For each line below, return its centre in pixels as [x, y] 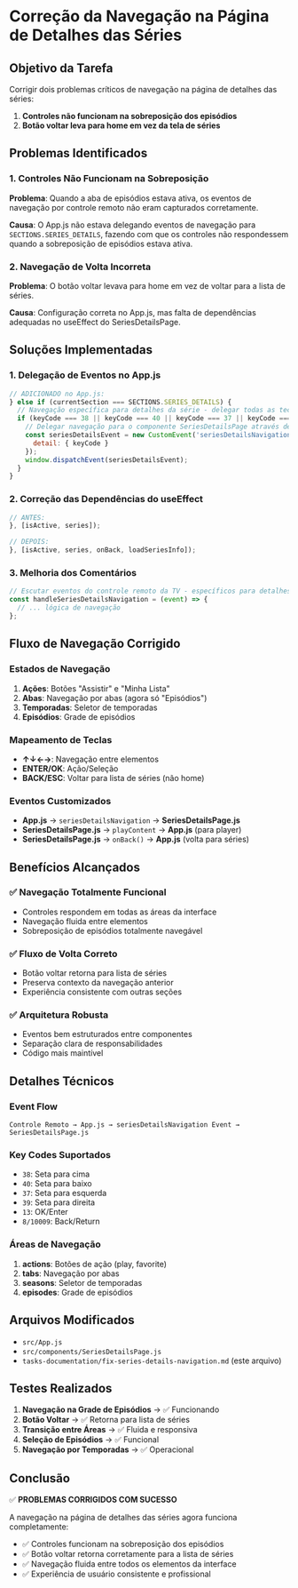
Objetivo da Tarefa [61, 68]
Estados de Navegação [60, 669]
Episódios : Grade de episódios [78, 716]
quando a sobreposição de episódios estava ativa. [101, 243]
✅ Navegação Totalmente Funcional [88, 892]
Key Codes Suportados [60, 1155]
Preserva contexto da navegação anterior [98, 983]
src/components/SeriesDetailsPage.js [92, 1352]
